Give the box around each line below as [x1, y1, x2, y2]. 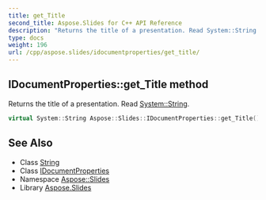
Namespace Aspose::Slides [19, 174, 110, 183]
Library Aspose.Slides [19, 183, 92, 192]
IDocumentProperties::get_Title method [8, 78, 209, 91]
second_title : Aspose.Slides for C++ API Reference [8, 19, 182, 27]
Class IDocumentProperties [19, 166, 109, 175]
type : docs [8, 33, 44, 42]
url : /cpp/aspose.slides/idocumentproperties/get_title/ [8, 48, 200, 56]
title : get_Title [8, 11, 66, 20]
